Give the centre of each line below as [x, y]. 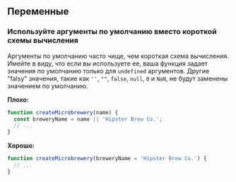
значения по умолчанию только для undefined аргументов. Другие [108, 71]
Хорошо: [21, 146]
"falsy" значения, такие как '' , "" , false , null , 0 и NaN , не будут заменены [118, 78]
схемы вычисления [43, 40]
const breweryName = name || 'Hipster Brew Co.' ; [88, 119]
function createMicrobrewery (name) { [63, 112]
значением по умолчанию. [48, 86]
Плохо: [18, 99]
